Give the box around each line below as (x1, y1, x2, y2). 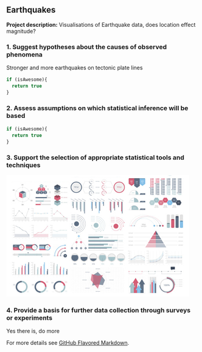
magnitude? (6, 27, 37, 35)
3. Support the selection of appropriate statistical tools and (6, 153, 184, 162)
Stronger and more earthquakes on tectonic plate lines (6, 64, 143, 72)
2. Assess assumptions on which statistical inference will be (6, 103, 189, 112)
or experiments (6, 313, 53, 322)
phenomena (6, 50, 43, 58)
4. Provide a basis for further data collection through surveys (6, 306, 190, 314)
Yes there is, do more (6, 328, 60, 335)
